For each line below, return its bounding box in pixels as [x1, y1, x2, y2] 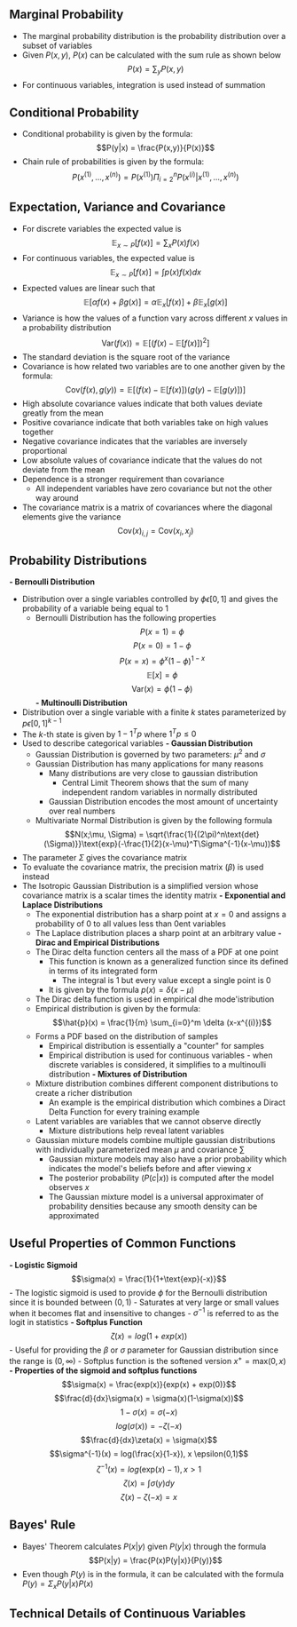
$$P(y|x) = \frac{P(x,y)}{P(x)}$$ [96, 142, 215, 154]
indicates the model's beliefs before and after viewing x [48, 1163, 252, 1173]
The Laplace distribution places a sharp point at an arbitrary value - [35, 927, 282, 938]
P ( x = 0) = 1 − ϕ [132, 640, 192, 651]
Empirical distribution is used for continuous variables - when [48, 1050, 273, 1060]
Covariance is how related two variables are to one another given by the [21, 361, 285, 371]
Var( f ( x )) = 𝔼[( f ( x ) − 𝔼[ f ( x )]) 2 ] [101, 337, 210, 348]
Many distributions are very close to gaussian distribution [48, 767, 259, 778]
